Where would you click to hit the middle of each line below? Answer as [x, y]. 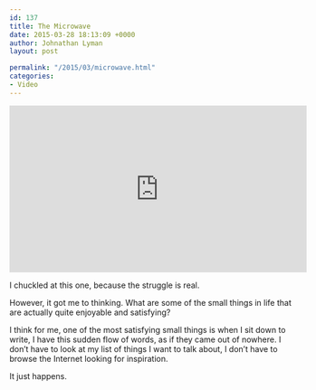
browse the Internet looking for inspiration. [89, 358]
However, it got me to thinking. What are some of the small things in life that [151, 302]
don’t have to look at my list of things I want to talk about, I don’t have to [144, 348]
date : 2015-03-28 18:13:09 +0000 [72, 34]
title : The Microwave [50, 26]
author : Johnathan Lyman [56, 43]
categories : [32, 76]
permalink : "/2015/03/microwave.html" [82, 68]
